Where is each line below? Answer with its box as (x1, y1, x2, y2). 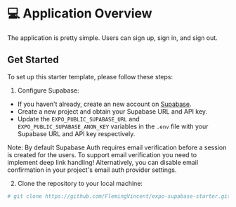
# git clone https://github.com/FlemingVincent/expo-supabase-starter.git (7, 192, 231, 200)
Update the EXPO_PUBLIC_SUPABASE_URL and (17, 114, 140, 123)
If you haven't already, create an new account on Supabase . (17, 100, 192, 108)
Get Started (7, 54, 59, 66)
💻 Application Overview (7, 6, 152, 22)
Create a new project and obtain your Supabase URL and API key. (17, 107, 208, 116)
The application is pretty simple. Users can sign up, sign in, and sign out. (7, 33, 218, 42)
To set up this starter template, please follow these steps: (7, 72, 173, 81)
